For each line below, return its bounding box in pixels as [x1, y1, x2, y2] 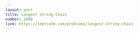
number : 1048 [5, 16, 33, 21]
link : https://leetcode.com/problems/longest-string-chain [5, 21, 133, 26]
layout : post [5, 7, 33, 12]
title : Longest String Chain [5, 12, 67, 17]
